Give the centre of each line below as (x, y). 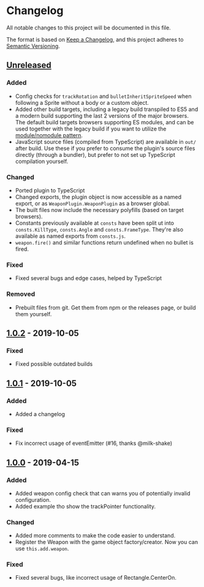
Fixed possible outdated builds (54, 364)
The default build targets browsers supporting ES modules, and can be (104, 122)
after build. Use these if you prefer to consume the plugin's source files (105, 148)
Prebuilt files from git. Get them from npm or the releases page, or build (105, 308)
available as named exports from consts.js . (70, 236)
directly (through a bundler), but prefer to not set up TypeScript (95, 154)
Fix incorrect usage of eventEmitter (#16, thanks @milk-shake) (94, 443)
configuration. (33, 499)
